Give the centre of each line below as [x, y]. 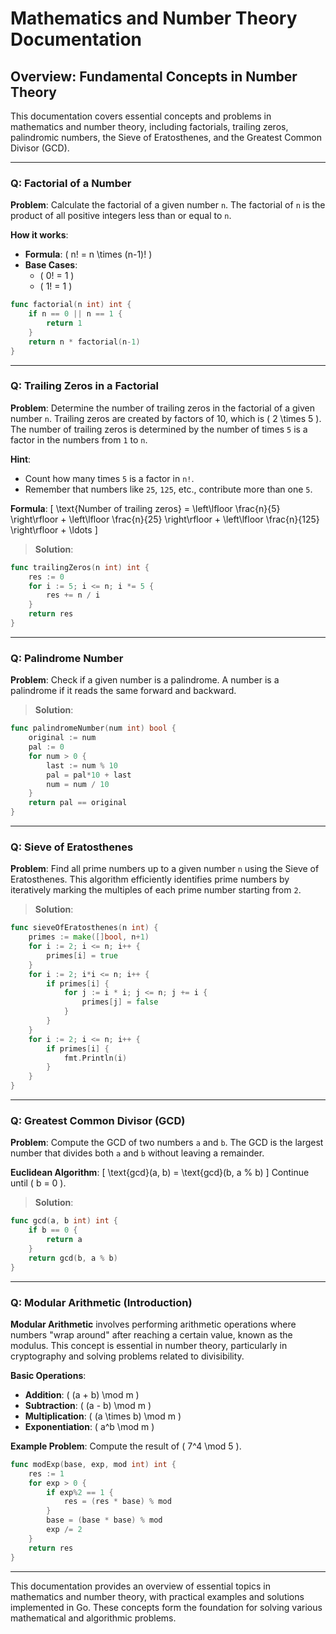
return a [64, 1240]
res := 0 [46, 577]
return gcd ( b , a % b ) [73, 1258]
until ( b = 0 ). [38, 1183]
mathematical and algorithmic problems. [93, 1618]
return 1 [64, 323]
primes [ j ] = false [120, 1002]
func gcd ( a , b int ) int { [64, 1221]
